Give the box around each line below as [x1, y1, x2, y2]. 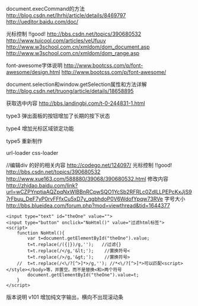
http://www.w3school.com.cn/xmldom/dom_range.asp [6, 50, 140, 56]
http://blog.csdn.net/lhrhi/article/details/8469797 [6, 12, 126, 19]
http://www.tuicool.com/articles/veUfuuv [6, 37, 106, 44]
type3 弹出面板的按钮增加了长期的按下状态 [6, 112, 111, 119]
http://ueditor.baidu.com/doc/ [6, 18, 79, 25]
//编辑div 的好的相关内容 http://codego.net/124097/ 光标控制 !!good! [6, 162, 173, 168]
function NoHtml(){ [17, 230, 65, 236]
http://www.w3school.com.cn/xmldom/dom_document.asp [6, 43, 150, 50]
